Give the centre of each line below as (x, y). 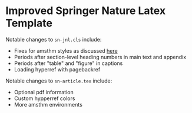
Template (29, 23)
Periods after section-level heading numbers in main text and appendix (100, 57)
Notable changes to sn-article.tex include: (59, 81)
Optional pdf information (44, 92)
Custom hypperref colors (44, 98)
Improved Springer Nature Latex (86, 11)
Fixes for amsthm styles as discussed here (66, 50)
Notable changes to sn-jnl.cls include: (54, 39)
